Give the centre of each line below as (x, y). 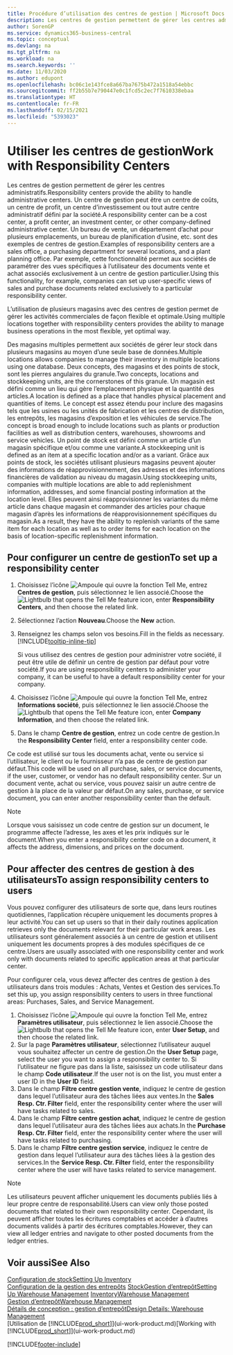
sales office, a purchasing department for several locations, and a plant (109, 251)
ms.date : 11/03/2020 (37, 71)
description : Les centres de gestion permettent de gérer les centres (111, 20)
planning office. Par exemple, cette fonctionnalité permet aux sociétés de (112, 259)
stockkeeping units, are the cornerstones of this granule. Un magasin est (111, 381)
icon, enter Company (170, 713)
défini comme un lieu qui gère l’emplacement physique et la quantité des (111, 388)
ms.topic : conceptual (38, 40)
